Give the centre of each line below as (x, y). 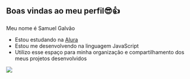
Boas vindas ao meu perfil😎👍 (63, 11)
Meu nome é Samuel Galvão (41, 28)
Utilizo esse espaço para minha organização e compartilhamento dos (99, 52)
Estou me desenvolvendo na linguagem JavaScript (77, 46)
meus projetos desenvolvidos (51, 58)
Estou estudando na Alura (46, 39)
